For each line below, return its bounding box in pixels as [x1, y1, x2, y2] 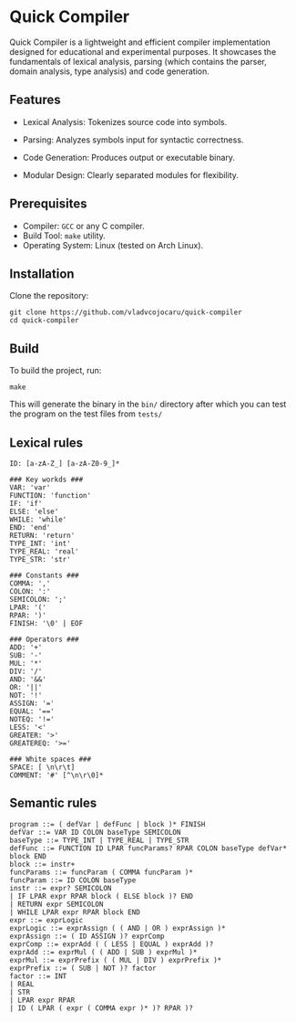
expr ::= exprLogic [9, 915, 84, 924]
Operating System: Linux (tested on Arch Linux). [22, 239, 204, 250]
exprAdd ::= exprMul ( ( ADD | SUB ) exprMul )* [9, 947, 198, 956]
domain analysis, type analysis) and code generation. [9, 66, 209, 77]
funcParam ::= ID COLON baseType [9, 875, 137, 885]
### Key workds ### [9, 475, 84, 484]
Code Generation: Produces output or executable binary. [22, 152, 235, 163]
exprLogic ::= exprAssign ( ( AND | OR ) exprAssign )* [9, 923, 226, 932]
